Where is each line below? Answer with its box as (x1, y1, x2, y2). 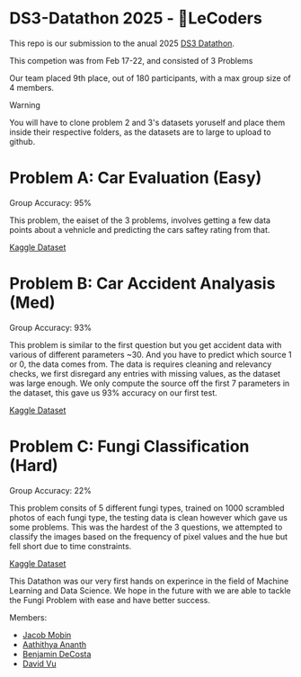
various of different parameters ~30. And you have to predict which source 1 (9, 349, 292, 360)
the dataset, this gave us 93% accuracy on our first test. (9, 387, 217, 398)
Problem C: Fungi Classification (9, 436, 250, 457)
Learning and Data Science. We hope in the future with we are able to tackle (9, 584, 291, 596)
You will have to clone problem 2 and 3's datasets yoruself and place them (9, 117, 286, 128)
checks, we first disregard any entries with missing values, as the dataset (9, 368, 281, 379)
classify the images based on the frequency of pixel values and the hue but (9, 530, 288, 542)
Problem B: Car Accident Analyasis (9, 273, 276, 294)
